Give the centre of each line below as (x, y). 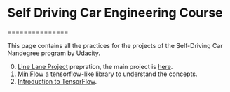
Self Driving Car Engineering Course (115, 13)
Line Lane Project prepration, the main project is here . (95, 66)
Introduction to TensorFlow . (57, 81)
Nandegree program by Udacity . (54, 53)
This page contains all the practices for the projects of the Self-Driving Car (115, 45)
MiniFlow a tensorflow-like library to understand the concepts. (107, 74)
